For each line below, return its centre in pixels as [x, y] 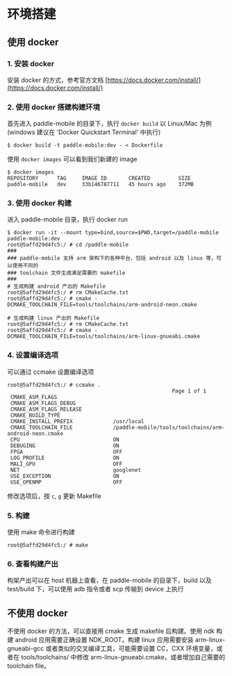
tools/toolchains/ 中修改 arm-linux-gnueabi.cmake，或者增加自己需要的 [123, 657]
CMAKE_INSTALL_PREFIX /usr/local [77, 421]
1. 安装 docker [31, 63]
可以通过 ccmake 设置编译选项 [51, 372]
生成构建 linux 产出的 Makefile [57, 318]
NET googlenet [75, 470]
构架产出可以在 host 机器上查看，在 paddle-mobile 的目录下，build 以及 [109, 580]
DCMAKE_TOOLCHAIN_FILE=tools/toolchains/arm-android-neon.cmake [102, 305]
